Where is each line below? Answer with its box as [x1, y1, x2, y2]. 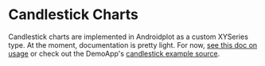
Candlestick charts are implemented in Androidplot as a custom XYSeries [8, 32, 249, 41]
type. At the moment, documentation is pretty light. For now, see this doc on [8, 40, 258, 49]
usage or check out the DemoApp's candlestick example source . [8, 49, 220, 58]
